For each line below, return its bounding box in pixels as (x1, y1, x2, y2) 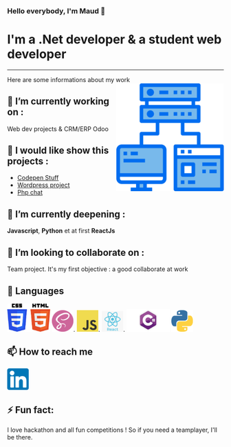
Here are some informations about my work (7, 75, 131, 83)
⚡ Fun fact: (7, 404, 54, 416)
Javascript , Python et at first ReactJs (7, 227, 115, 235)
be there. (7, 433, 33, 441)
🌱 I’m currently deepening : (7, 208, 126, 220)
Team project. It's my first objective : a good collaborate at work (7, 265, 188, 273)
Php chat (16, 188, 43, 197)
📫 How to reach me (7, 346, 93, 358)
